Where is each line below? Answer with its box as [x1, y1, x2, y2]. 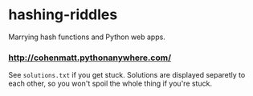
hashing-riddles [8, 6, 118, 24]
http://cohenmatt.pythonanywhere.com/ [8, 52, 172, 63]
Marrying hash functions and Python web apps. [8, 32, 166, 42]
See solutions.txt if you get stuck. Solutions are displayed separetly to [8, 70, 246, 80]
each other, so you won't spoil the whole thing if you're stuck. [8, 78, 213, 89]
